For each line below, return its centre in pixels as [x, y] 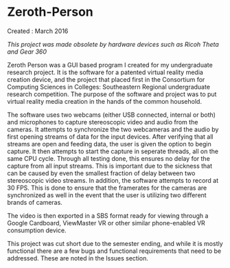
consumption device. [37, 230]
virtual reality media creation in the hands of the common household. [105, 101]
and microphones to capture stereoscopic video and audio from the [103, 122]
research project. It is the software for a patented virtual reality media [105, 72]
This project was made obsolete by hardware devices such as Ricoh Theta [113, 44]
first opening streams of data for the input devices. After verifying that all [110, 136]
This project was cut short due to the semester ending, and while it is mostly [115, 243]
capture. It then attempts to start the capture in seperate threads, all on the [113, 151]
